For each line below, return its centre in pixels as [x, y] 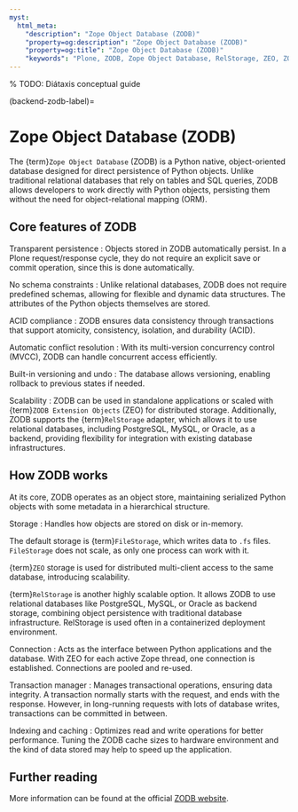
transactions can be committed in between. [89, 713]
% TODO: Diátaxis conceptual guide [75, 84]
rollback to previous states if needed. [77, 383]
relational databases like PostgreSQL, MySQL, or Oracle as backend [133, 603]
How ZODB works [59, 476]
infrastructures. [37, 447]
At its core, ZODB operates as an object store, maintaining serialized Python [148, 497]
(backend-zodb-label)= [52, 101]
